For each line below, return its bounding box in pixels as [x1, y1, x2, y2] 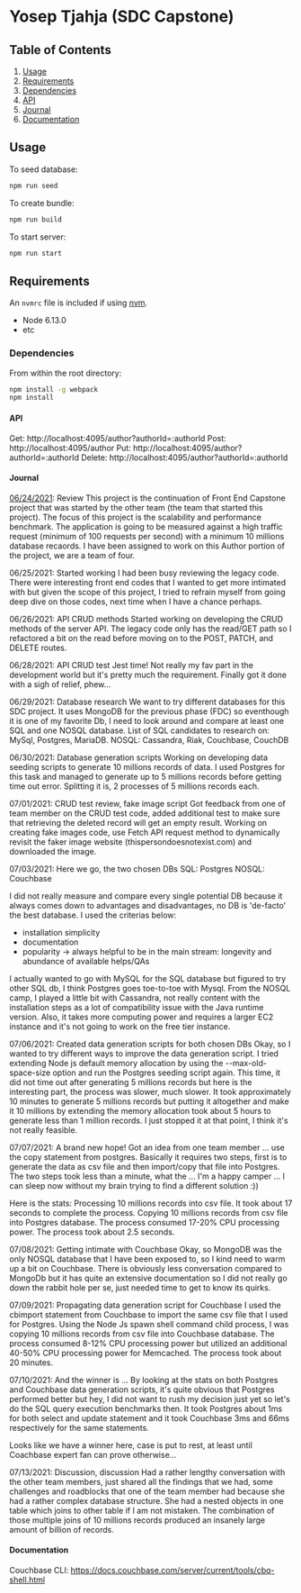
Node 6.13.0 [22, 315, 66, 326]
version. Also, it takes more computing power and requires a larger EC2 [9, 1011, 274, 1022]
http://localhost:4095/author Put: [9, 442, 132, 453]
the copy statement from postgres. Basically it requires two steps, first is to [9, 1151, 288, 1163]
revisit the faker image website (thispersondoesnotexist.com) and [9, 836, 252, 847]
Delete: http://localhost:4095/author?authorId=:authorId [80, 452, 288, 463]
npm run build [9, 214, 63, 224]
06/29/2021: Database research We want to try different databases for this [9, 696, 286, 707]
